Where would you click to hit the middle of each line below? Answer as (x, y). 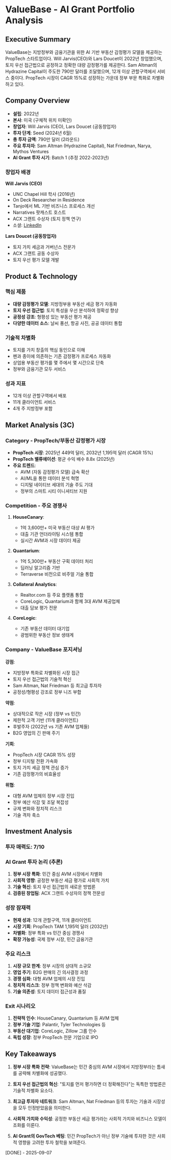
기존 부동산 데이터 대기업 (45, 628)
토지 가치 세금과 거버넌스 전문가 (44, 247)
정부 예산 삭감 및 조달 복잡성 (41, 802)
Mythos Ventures (31, 151)
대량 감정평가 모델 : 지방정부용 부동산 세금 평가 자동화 (65, 304)
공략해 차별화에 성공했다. (43, 1073)
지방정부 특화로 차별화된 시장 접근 (46, 673)
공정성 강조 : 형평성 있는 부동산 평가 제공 (52, 317)
